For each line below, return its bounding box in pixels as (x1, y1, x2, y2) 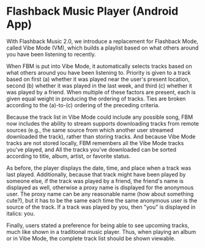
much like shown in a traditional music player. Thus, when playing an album (6, 228, 196, 235)
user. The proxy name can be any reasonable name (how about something (6, 190, 194, 197)
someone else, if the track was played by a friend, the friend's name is (6, 177, 184, 184)
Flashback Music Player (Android (6, 4, 179, 18)
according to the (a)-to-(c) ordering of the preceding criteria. (6, 101, 160, 108)
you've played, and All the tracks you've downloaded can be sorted (6, 146, 176, 153)
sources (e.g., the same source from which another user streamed (6, 126, 174, 133)
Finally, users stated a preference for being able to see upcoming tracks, (6, 222, 190, 229)
